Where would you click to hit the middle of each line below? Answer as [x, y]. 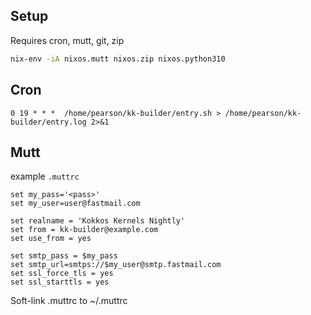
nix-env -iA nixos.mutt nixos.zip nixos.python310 [118, 59]
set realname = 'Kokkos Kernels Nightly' [98, 221]
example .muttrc [45, 176]
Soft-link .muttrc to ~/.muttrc [69, 301]
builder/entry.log [48, 122]
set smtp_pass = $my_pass [64, 256]
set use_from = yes [51, 239]
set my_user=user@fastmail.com [75, 204]
